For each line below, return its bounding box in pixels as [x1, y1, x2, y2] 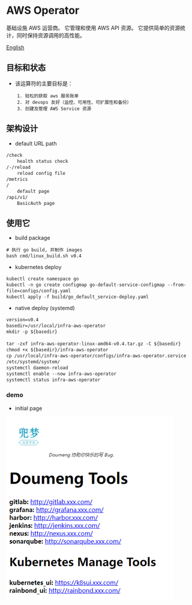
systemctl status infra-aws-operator [6, 377, 101, 383]
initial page [14, 404, 43, 412]
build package [14, 234, 50, 242]
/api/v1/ [6, 194, 28, 200]
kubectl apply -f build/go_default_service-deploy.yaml [6, 294, 149, 300]
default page [17, 188, 50, 194]
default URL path [14, 139, 57, 147]
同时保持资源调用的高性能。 [16, 31, 85, 39]
